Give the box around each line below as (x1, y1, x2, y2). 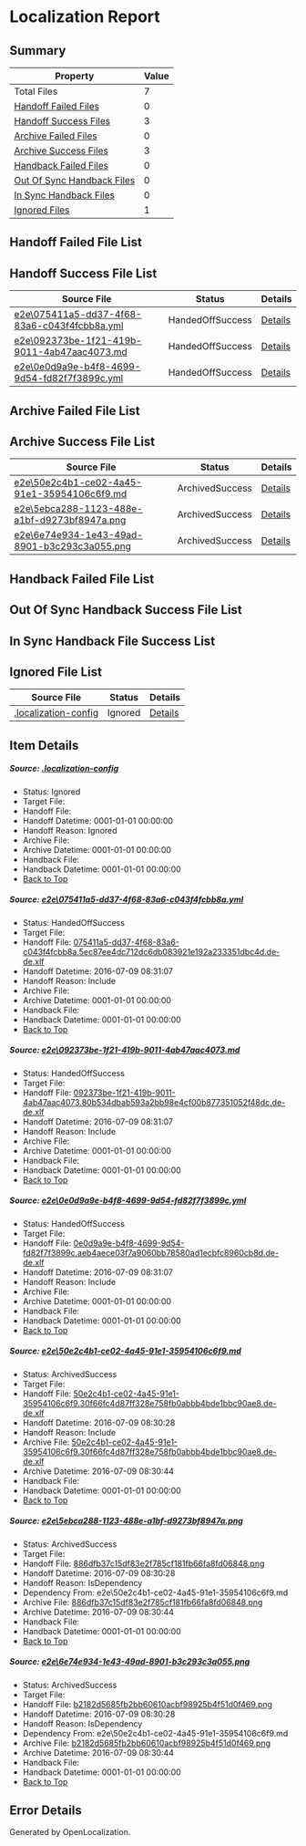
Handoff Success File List (9, 265, 158, 281)
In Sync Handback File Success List (9, 633, 216, 648)
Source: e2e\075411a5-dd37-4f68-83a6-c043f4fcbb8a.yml (9, 894, 244, 905)
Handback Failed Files (14, 160, 109, 171)
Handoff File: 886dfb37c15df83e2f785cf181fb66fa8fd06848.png (22, 1558, 265, 1569)
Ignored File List (9, 664, 103, 679)
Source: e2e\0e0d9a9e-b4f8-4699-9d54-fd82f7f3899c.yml (9, 1195, 247, 1206)
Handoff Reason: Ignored (22, 824, 117, 835)
